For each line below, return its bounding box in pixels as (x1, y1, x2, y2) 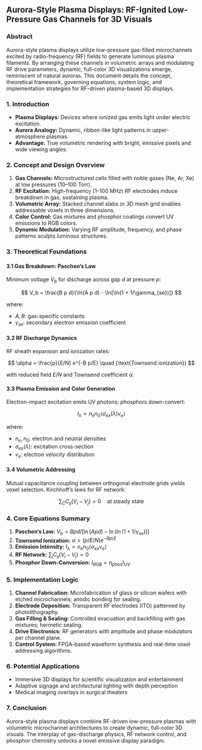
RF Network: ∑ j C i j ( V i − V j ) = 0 (14, 551, 89, 559)
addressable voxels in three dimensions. (14, 207, 115, 214)
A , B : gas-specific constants (14, 313, 85, 320)
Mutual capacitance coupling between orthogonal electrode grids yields (6, 479, 185, 486)
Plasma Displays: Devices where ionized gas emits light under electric (14, 113, 191, 120)
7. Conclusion (6, 704, 47, 712)
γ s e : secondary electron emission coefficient (14, 319, 127, 327)
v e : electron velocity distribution (14, 451, 95, 459)
